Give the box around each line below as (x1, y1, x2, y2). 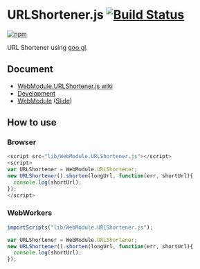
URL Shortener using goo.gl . (7, 43, 88, 51)
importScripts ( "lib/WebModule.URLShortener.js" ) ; (7, 224, 154, 231)
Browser (7, 137, 37, 147)
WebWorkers (7, 208, 53, 218)
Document (7, 63, 53, 76)
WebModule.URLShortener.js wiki (17, 82, 113, 90)
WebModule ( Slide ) (17, 96, 73, 105)
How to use (7, 116, 57, 128)
